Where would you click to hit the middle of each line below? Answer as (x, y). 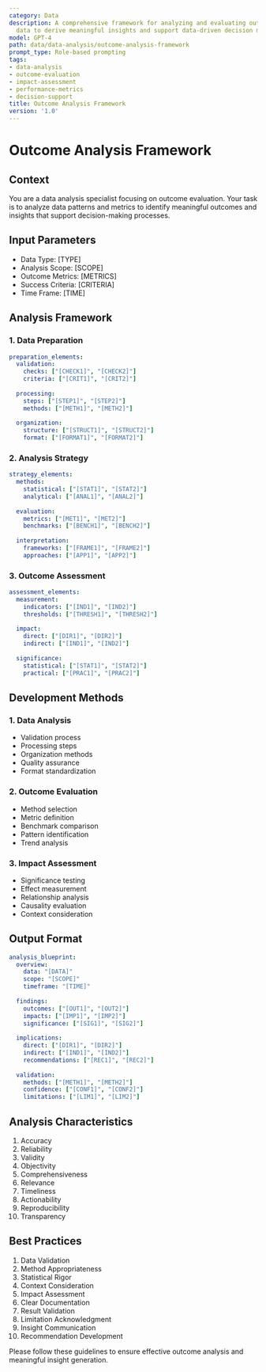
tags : (18, 60)
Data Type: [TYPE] (51, 259)
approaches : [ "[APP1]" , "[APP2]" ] (80, 555)
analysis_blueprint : (43, 957)
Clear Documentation (55, 1302)
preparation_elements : (46, 357)
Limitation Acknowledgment (66, 1319)
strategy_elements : (41, 475)
